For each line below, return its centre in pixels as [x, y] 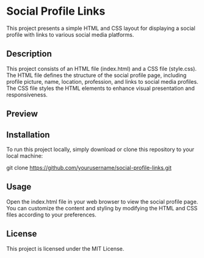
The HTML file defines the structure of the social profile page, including [97, 75]
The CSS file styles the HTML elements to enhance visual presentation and [100, 88]
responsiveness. [27, 94]
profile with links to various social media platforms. [70, 34]
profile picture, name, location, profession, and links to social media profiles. [102, 81]
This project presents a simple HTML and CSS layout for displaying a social [101, 28]
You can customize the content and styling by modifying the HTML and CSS [102, 208]
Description [29, 54]
